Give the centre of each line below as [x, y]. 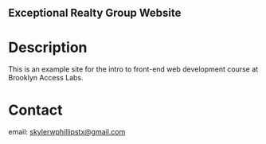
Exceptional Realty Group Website [95, 13]
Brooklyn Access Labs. [46, 78]
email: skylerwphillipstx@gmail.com [67, 132]
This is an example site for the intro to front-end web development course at [133, 69]
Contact [35, 110]
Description [48, 47]
